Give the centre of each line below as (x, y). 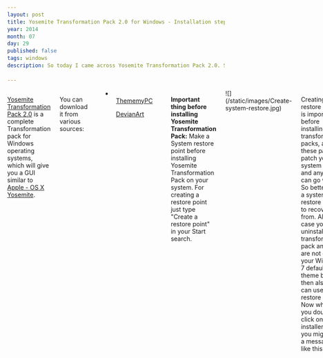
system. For (187, 187)
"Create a (184, 217)
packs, (310, 143)
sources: (72, 128)
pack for (19, 136)
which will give (28, 165)
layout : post (26, 14)
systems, (20, 158)
